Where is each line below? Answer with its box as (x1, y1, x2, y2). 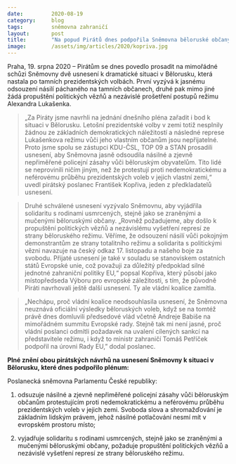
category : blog (7, 17, 65, 24)
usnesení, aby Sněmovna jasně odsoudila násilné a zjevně (24, 150, 193, 159)
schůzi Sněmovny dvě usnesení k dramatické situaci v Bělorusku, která (7, 70, 213, 78)
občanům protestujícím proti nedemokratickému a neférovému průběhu (17, 398, 225, 406)
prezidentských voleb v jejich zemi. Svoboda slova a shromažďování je (17, 406, 223, 413)
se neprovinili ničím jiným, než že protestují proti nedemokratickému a (24, 166, 227, 174)
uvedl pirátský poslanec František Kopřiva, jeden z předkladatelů (24, 181, 212, 188)
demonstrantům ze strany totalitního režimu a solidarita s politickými (24, 239, 223, 247)
